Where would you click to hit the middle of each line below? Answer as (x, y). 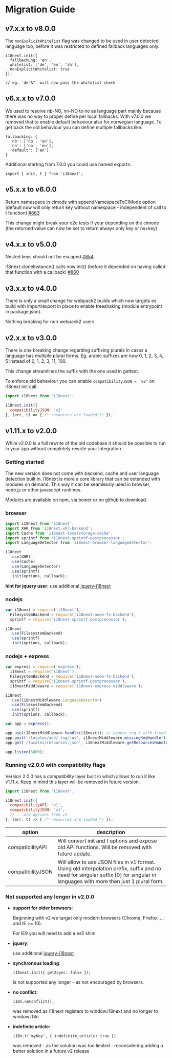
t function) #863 (23, 213)
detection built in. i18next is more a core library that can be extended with (83, 479)
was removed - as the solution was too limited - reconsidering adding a (88, 1046)
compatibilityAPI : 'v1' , (36, 805)
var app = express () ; (28, 724)
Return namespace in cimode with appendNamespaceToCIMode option (81, 202)
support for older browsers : (43, 908)
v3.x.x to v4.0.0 (31, 288)
